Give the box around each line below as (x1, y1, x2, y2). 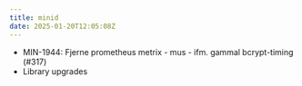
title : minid (9, 13, 59, 23)
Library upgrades (22, 65, 88, 77)
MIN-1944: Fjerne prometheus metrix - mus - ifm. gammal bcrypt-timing (22, 46, 294, 57)
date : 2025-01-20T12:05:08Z (9, 22, 116, 31)
